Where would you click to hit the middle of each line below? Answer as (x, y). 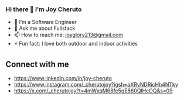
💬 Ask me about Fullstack (45, 28)
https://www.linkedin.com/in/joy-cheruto (63, 78)
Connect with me (38, 64)
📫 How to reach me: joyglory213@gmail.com (69, 35)
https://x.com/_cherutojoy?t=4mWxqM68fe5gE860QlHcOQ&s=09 (93, 91)
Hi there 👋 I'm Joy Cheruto (44, 9)
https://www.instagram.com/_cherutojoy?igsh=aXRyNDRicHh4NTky (96, 85)
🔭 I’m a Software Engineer (45, 22)
